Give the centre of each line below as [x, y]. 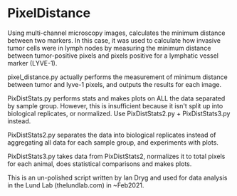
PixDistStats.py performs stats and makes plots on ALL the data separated [116, 98]
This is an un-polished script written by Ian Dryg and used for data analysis [117, 177]
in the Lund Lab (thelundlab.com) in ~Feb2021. [76, 185]
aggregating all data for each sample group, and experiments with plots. [113, 142]
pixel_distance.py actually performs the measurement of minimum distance [117, 77]
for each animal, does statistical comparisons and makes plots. [100, 164]
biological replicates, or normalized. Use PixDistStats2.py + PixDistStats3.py [119, 113]
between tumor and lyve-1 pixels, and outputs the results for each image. [115, 84]
